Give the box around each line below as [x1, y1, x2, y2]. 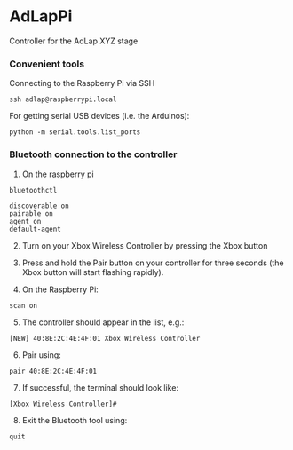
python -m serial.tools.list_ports [9, 128, 141, 137]
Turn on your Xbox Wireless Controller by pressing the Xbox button [21, 240, 268, 250]
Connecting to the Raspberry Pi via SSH [9, 78, 155, 89]
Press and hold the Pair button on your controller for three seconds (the [21, 257, 284, 268]
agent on [9, 217, 42, 225]
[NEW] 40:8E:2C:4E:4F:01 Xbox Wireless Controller [9, 334, 201, 343]
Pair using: [21, 349, 62, 360]
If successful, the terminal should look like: [21, 382, 179, 392]
